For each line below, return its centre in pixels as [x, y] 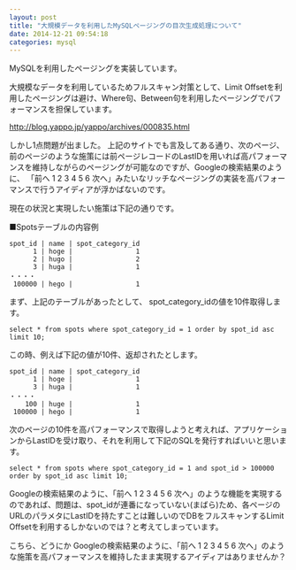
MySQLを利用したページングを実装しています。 [96, 68]
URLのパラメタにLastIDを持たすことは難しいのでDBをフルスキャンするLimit [147, 516]
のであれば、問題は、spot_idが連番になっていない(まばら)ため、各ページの [145, 505]
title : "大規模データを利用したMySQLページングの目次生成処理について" [125, 26]
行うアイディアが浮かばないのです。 [105, 189]
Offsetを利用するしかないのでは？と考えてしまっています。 [116, 527]
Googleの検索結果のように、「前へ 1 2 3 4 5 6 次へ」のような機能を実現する [146, 494]
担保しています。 [86, 109]
